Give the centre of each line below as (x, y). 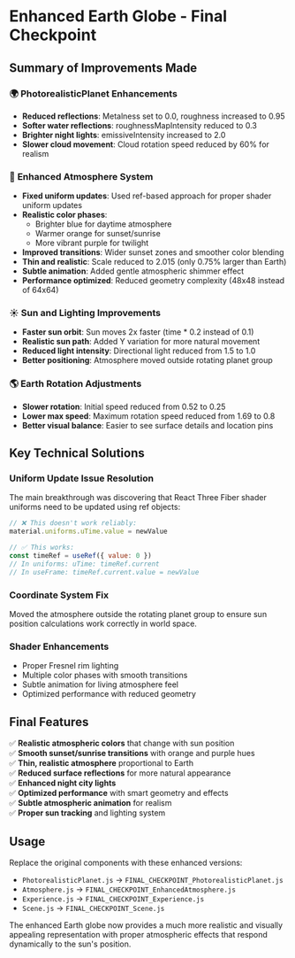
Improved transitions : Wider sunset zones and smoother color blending (153, 252)
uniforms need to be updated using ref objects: (95, 507)
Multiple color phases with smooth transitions (105, 676)
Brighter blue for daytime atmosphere (103, 224)
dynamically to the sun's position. (70, 944)
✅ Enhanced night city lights (63, 783)
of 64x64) (40, 290)
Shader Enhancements (59, 646)
